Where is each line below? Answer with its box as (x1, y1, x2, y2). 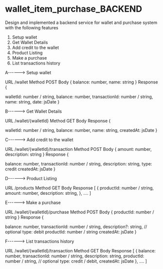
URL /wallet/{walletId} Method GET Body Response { (5, 118, 111, 124)
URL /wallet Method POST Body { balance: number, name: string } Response (5, 79, 158, 85)
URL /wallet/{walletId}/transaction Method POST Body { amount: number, (5, 146, 152, 152)
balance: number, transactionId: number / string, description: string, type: (5, 161, 152, 166)
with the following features (5, 24, 58, 30)
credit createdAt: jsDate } (5, 166, 56, 172)
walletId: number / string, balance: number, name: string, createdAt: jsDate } (5, 127, 158, 133)
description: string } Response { (5, 151, 69, 157)
